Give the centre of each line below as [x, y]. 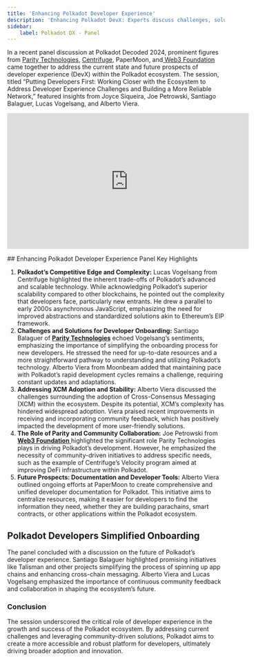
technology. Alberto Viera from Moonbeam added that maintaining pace [119, 368]
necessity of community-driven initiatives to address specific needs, [114, 455]
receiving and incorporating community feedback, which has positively [118, 419]
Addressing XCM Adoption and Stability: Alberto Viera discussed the [117, 390]
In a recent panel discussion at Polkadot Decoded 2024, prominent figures [113, 52]
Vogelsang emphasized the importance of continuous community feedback [114, 582]
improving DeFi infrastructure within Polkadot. [82, 470]
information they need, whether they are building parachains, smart [113, 507]
